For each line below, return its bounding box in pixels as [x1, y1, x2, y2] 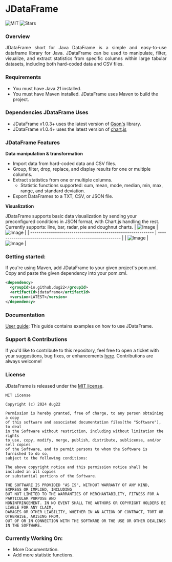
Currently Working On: [5, 534, 63, 541]
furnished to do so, [5, 451, 50, 456]
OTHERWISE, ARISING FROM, [5, 514, 60, 519]
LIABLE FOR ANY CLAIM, [5, 505, 54, 510]
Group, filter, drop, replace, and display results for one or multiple [12, 166, 151, 172]
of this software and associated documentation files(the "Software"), [5, 419, 161, 425]
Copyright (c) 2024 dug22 [5, 402, 60, 407]
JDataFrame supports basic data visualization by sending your [5, 213, 137, 219]
